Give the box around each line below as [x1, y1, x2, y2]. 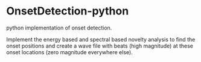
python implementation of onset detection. [6, 24, 112, 31]
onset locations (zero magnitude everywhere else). [6, 48, 133, 55]
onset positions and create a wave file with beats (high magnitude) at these [6, 42, 194, 49]
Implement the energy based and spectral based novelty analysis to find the [6, 36, 196, 43]
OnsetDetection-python [6, 4, 129, 18]
